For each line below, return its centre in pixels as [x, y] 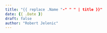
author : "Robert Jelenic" [32, 23]
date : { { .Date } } [24, 14]
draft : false [18, 18]
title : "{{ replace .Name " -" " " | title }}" [54, 9]
